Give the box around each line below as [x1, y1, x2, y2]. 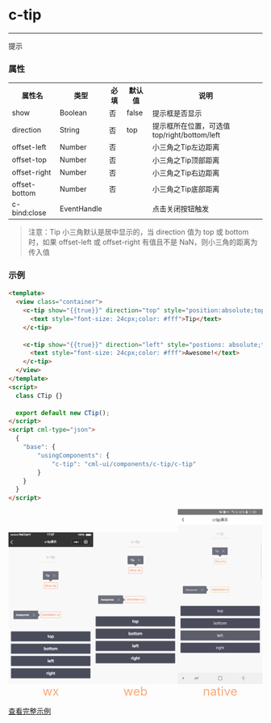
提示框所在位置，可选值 [152, 121, 231, 131]
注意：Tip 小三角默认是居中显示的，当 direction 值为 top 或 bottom [27, 226, 249, 236]
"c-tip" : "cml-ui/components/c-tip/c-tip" [51, 459, 197, 468]
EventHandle [59, 204, 102, 214]
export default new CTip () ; [15, 408, 110, 417]
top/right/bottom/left [152, 130, 220, 140]
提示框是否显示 [152, 108, 202, 118]
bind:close [11, 208, 47, 218]
